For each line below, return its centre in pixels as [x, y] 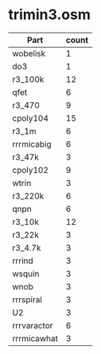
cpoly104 [31, 118]
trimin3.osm [50, 15]
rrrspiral [27, 299]
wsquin [26, 273]
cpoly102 [31, 170]
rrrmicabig [32, 144]
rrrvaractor [33, 325]
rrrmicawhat [35, 338]
